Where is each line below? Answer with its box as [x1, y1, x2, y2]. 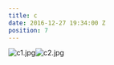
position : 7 [8, 26, 48, 34]
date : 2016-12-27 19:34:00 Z [8, 19, 106, 27]
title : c [8, 11, 38, 20]
